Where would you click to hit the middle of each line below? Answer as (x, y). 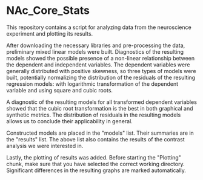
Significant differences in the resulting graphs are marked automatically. (96, 170)
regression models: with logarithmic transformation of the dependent (92, 84)
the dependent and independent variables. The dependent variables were (98, 65)
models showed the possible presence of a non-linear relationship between (101, 58)
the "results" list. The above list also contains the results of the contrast (95, 139)
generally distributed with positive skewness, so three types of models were (101, 71)
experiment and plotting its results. (50, 33)
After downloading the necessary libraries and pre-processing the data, (96, 45)
